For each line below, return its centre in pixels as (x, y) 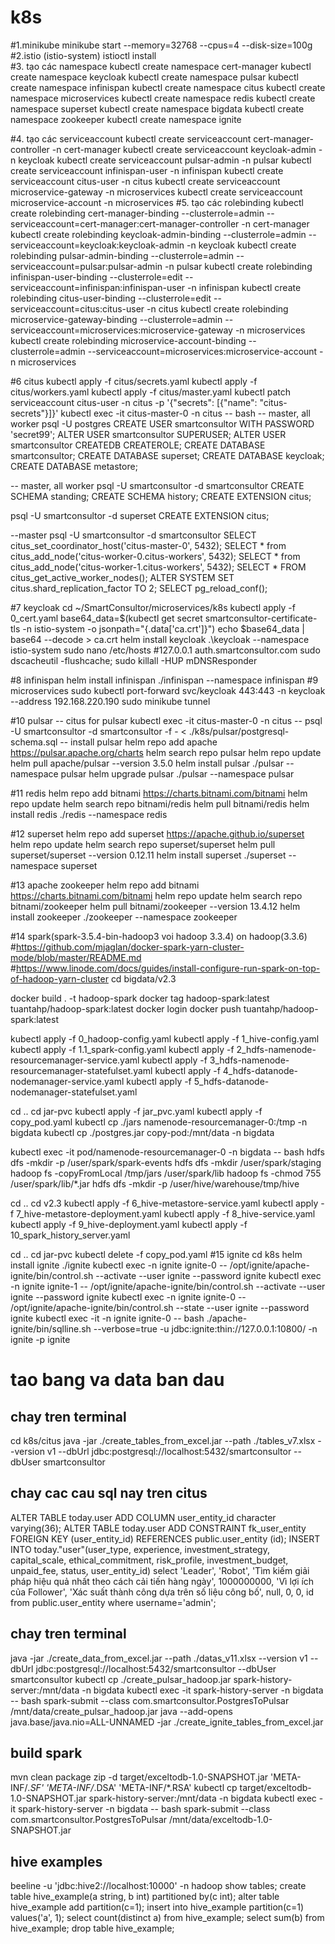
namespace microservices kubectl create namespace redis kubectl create (163, 98)
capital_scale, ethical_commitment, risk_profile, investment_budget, (149, 1560)
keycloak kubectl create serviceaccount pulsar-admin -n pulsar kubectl (165, 160)
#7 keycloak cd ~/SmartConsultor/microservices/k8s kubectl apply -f (153, 607)
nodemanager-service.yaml (67, 1081)
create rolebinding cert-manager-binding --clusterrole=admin (137, 213)
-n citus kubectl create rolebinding (217, 308)
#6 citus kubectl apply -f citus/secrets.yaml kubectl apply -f (134, 381)
